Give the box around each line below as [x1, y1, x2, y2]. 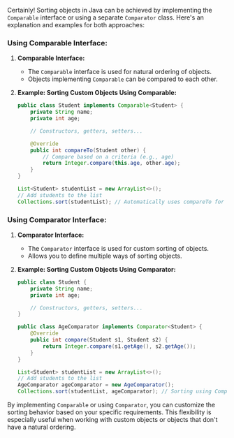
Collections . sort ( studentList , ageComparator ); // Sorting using [17, 388, 212, 395]
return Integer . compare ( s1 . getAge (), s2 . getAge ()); [43, 342, 196, 350]
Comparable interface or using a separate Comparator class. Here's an [7, 13, 205, 22]
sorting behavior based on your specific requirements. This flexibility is [7, 408, 212, 416]
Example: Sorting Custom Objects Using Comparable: [17, 89, 177, 97]
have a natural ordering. [7, 423, 76, 432]
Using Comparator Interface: [7, 214, 107, 224]
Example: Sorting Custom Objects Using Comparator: [17, 265, 176, 273]
